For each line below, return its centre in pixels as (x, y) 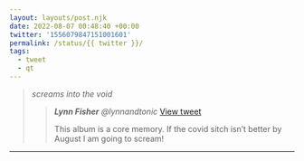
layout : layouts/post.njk (58, 18)
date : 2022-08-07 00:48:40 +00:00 (75, 26)
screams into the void (72, 94)
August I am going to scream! (109, 138)
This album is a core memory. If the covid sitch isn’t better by (168, 128)
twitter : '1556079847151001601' (70, 34)
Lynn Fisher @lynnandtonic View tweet (128, 111)
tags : (19, 52)
